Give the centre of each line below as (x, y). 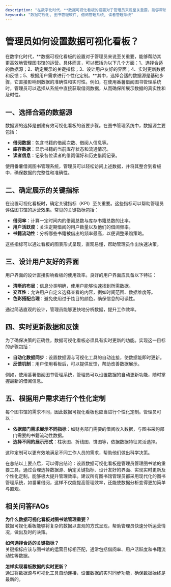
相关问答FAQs (27, 506)
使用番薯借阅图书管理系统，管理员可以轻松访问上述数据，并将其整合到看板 (83, 166)
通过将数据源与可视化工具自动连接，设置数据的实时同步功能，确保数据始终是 (85, 573)
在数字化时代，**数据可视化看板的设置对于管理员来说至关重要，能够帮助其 (83, 57)
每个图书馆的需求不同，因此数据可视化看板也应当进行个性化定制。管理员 (81, 412)
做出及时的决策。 (32, 532)
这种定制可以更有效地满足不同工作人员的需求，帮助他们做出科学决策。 (79, 452)
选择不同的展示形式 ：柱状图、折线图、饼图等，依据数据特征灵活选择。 (86, 441)
